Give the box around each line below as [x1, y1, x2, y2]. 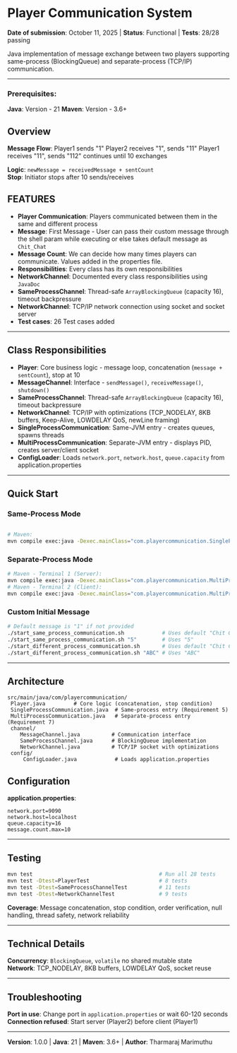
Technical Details [7, 938, 85, 950]
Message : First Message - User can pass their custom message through [17, 227, 229, 235]
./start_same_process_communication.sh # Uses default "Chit [7, 630, 226, 637]
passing [7, 35, 30, 44]
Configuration [7, 775, 71, 787]
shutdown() [17, 387, 50, 394]
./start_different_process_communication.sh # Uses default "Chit [7, 642, 226, 649]
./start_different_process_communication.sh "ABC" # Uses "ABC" [7, 649, 200, 657]
